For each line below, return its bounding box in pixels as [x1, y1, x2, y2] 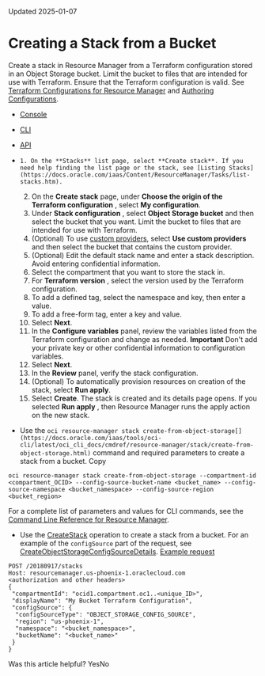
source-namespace [8, 485, 66, 493]
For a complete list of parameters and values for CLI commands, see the [8, 506, 244, 515]
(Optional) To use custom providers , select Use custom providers [31, 234, 247, 243]
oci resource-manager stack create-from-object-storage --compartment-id [8, 471, 257, 480]
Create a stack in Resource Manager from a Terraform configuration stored [8, 60, 253, 70]
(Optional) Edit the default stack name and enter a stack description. [31, 250, 255, 260]
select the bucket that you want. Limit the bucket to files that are [31, 217, 241, 226]
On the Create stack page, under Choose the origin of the [31, 192, 223, 201]
